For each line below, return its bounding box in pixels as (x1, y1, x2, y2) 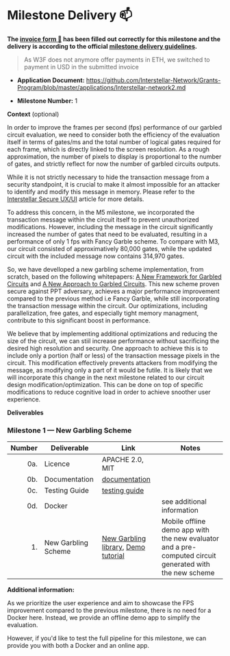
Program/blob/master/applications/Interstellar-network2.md (16, 83, 186, 91)
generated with (161, 559, 211, 569)
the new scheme (161, 568, 215, 578)
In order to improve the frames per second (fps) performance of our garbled (7, 123, 222, 131)
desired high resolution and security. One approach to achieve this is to (7, 344, 209, 352)
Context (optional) (7, 110, 60, 118)
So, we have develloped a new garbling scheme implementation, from (7, 265, 204, 273)
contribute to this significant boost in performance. (7, 316, 151, 325)
